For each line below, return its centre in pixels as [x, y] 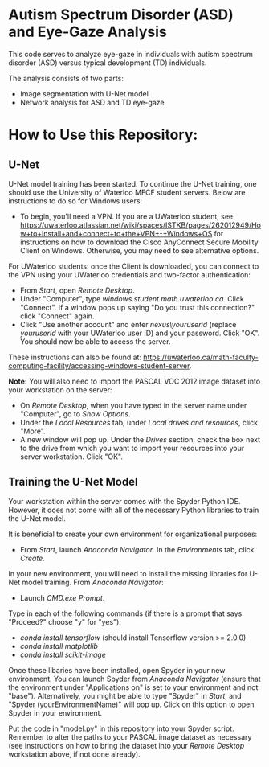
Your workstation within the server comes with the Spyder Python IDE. [124, 501]
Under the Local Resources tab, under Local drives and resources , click [139, 422]
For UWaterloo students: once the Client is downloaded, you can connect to [134, 266]
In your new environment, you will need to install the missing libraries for [128, 573]
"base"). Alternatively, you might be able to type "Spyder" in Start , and [125, 695]
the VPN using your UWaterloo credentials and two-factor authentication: [130, 274]
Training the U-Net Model [73, 482]
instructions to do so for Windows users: [75, 201]
